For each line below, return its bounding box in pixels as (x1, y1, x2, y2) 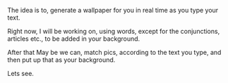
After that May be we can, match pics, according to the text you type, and (7, 49, 222, 56)
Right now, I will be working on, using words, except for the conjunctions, (7, 27, 220, 35)
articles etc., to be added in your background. (7, 34, 140, 43)
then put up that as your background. (7, 56, 116, 64)
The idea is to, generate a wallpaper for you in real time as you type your (7, 6, 219, 14)
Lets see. (7, 70, 34, 77)
